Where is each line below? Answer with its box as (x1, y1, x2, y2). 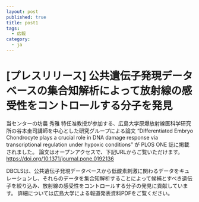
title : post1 (6, 20, 39, 26)
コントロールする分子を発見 (37, 99, 173, 113)
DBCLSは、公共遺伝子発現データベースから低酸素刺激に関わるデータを (6, 167, 179, 174)
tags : (6, 25, 20, 31)
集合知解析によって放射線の (47, 84, 182, 98)
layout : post (6, 8, 39, 15)
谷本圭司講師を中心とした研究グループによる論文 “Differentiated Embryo (16, 127, 194, 134)
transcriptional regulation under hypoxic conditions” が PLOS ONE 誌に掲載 (6, 141, 189, 148)
